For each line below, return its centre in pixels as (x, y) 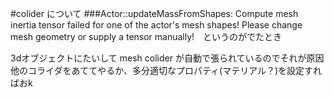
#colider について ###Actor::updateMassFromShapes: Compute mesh (154, 13)
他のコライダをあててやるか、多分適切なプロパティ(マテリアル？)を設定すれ (166, 70)
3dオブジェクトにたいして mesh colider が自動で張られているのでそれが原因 (167, 58)
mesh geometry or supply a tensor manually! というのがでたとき (146, 36)
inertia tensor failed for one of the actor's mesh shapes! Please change (156, 25)
